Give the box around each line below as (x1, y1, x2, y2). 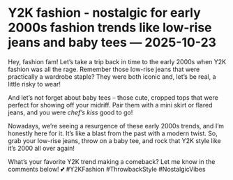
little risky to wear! (8, 80, 61, 88)
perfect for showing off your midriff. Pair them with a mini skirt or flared (8, 100, 213, 109)
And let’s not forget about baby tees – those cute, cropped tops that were (8, 93, 218, 102)
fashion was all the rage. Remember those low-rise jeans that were (8, 65, 200, 73)
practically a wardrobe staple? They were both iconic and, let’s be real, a (8, 72, 216, 81)
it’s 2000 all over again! (8, 144, 75, 152)
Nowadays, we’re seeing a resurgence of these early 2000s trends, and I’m (8, 121, 225, 130)
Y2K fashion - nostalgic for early (8, 5, 201, 21)
